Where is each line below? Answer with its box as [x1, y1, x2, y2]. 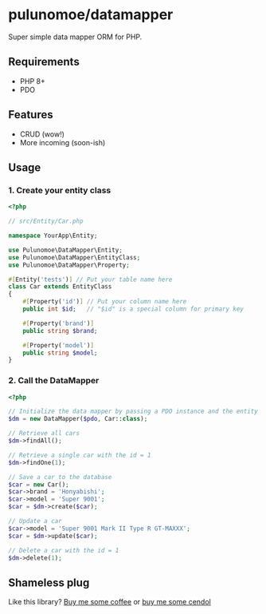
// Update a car [8, 517, 62, 525]
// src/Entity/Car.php [8, 217, 84, 225]
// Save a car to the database [8, 473, 112, 481]
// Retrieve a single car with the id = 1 [8, 451, 151, 459]
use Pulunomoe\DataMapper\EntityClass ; [8, 253, 141, 261]
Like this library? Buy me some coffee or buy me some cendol [8, 597, 211, 607]
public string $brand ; [22, 327, 98, 335]
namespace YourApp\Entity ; [8, 232, 98, 240]
